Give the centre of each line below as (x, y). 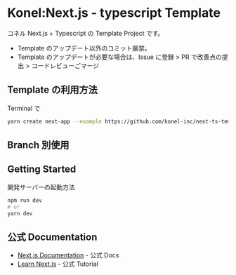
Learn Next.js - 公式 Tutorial (58, 264)
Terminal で (24, 108)
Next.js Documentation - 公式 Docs (68, 255)
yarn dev (20, 213)
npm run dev (25, 200)
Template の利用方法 (53, 90)
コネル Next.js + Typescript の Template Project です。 (86, 33)
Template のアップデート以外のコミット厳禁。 (84, 48)
